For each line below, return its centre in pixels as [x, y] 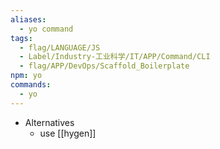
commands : [31, 85]
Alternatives [49, 122]
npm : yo [26, 76]
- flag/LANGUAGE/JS [60, 47]
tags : [21, 38]
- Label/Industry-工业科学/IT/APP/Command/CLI [115, 57]
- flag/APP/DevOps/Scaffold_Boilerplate [104, 66]
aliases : [28, 19]
